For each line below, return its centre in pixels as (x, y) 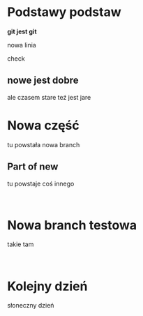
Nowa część (43, 125)
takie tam (21, 244)
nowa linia (22, 45)
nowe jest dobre (43, 81)
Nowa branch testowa (72, 225)
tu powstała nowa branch (44, 144)
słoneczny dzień (31, 306)
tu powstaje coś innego (41, 183)
